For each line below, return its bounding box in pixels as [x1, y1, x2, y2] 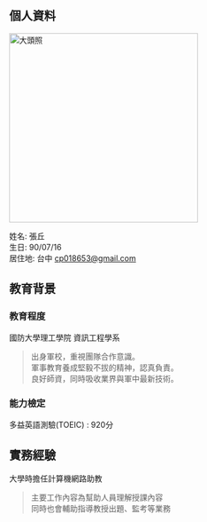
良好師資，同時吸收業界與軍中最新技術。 [30, 373, 179, 384]
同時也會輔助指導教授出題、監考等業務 [30, 502, 171, 513]
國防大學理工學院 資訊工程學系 [9, 332, 120, 343]
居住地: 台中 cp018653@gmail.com [9, 252, 137, 264]
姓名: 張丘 [9, 230, 45, 241]
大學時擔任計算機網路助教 [9, 473, 103, 484]
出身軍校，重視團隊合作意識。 [30, 351, 140, 361]
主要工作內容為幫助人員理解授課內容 [30, 492, 164, 502]
